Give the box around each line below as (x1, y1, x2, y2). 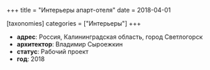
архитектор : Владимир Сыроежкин (16, 40, 123, 48)
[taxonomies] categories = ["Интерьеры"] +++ (6, 19, 141, 27)
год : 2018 (16, 55, 45, 63)
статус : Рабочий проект (16, 48, 89, 55)
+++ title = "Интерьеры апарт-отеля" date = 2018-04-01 (6, 6, 171, 14)
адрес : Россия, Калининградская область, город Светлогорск (16, 33, 203, 41)
